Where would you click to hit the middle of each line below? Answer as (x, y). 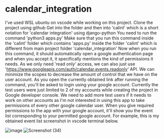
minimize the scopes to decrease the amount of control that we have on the (81, 74)
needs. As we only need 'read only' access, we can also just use (70, 64)
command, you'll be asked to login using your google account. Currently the (82, 84)
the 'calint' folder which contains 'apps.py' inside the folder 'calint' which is (81, 43)
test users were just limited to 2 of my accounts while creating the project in (82, 90)
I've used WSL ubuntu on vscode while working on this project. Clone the (79, 22)
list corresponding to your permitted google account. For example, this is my (82, 116)
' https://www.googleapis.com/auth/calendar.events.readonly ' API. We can (80, 69)
